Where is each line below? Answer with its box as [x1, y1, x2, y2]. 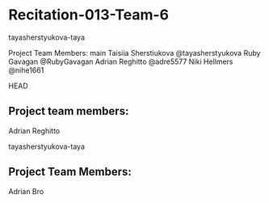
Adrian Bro [8, 186, 44, 196]
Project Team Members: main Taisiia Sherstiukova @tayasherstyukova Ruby [8, 48, 261, 57]
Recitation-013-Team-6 [8, 6, 170, 24]
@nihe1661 [8, 65, 44, 74]
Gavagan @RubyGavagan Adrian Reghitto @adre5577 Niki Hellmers [8, 57, 233, 66]
